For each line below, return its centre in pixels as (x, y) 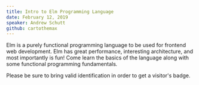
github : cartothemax (32, 28)
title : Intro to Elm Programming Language (60, 12)
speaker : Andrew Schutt (36, 23)
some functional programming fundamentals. (62, 64)
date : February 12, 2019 (37, 17)
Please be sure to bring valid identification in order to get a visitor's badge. (98, 75)
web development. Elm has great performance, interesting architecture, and (100, 52)
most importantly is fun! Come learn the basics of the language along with (98, 58)
